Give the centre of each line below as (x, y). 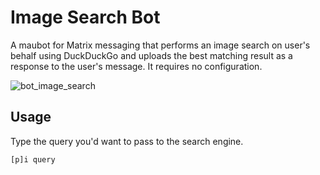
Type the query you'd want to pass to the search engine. (127, 141)
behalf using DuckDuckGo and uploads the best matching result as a (151, 55)
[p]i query (33, 159)
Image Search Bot (85, 17)
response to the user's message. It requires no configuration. (136, 66)
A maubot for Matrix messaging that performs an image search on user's (160, 45)
